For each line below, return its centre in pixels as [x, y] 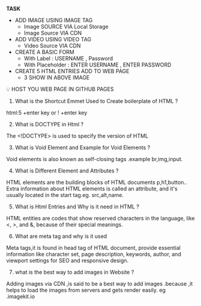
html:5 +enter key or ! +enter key [47, 113]
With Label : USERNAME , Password [68, 58]
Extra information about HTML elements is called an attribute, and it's [92, 189]
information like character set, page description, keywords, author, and [94, 254]
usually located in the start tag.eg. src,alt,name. [65, 195]
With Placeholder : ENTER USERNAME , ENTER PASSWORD [97, 65]
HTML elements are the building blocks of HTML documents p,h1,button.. [97, 182]
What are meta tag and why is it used [61, 236]
